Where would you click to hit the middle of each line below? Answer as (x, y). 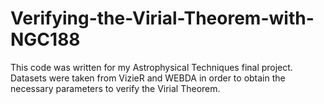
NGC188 (45, 39)
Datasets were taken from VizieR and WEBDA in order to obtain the (148, 78)
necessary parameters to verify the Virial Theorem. (115, 88)
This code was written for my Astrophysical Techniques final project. (151, 67)
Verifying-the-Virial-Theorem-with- (162, 18)
